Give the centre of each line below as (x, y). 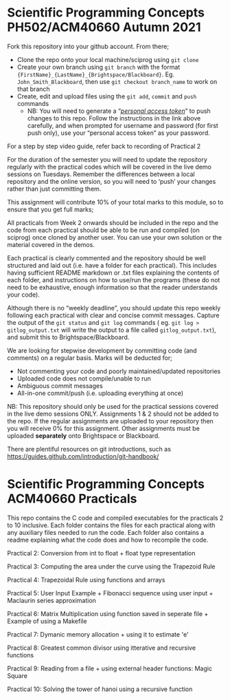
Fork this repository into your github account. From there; (88, 46)
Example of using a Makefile (47, 621)
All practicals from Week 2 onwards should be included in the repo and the (113, 222)
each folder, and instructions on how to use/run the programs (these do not (114, 279)
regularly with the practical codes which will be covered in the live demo (109, 167)
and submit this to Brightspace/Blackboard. (68, 337)
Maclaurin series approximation (51, 600)
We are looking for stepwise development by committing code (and (102, 350)
